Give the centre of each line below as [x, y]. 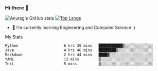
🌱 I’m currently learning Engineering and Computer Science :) [73, 28]
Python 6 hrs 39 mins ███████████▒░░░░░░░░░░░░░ [79, 46]
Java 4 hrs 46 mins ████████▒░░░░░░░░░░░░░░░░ [79, 50]
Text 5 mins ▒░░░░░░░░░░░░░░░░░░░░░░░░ [79, 64]
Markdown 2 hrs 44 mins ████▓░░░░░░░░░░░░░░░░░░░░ [79, 55]
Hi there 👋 [17, 8]
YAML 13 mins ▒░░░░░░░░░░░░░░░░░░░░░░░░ [79, 59]
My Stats [14, 37]
